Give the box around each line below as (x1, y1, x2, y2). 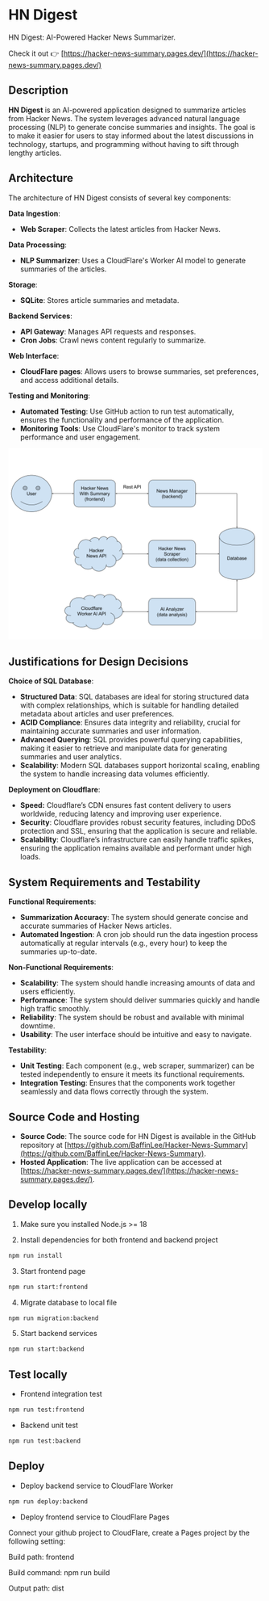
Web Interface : (8, 351, 60, 360)
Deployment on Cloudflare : (8, 785, 101, 795)
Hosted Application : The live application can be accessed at (19, 1158, 222, 1166)
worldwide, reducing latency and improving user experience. (19, 809, 222, 819)
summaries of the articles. (19, 264, 107, 274)
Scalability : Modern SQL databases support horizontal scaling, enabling (19, 761, 260, 771)
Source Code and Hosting (8, 1110, 140, 1124)
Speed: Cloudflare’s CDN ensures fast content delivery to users (19, 800, 232, 810)
